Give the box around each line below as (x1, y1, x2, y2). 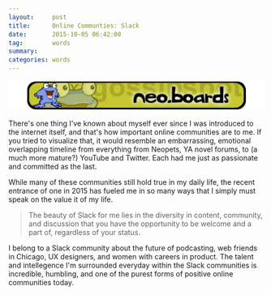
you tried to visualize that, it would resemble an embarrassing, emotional (8, 136, 252, 146)
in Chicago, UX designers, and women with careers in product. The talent (8, 252, 254, 262)
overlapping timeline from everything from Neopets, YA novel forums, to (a (8, 144, 258, 154)
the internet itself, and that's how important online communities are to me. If (8, 127, 262, 137)
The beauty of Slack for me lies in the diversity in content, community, (28, 211, 263, 220)
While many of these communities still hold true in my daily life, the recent (8, 177, 256, 187)
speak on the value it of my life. (8, 195, 114, 204)
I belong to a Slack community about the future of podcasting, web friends (8, 243, 258, 253)
